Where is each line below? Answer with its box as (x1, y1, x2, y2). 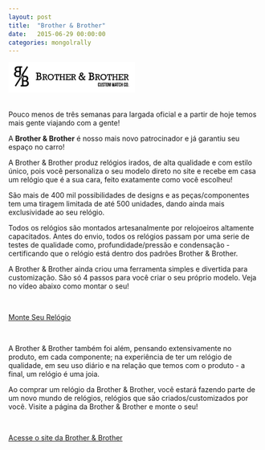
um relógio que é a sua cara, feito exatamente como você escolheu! (8, 174, 233, 184)
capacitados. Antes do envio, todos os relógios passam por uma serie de (8, 231, 251, 241)
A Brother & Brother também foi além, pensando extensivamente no (8, 343, 232, 353)
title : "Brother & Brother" (8, 21, 106, 30)
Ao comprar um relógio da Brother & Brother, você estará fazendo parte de (8, 384, 255, 394)
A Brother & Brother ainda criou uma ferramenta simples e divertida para (8, 264, 248, 273)
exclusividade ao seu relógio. (8, 207, 105, 217)
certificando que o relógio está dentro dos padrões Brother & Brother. (8, 248, 238, 258)
